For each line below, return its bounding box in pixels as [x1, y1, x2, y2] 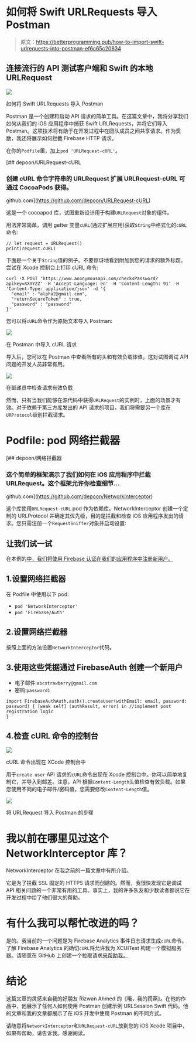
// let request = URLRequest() [6, 241, 82, 247]
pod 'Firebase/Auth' [14, 609, 65, 615]
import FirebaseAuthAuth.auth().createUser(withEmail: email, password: [6, 698, 187, 704]
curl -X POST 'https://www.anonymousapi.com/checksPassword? [6, 276, 159, 282]
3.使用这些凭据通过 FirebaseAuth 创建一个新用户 [6, 663, 183, 673]
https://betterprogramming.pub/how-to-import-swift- [36, 38, 164, 45]
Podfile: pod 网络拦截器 [6, 434, 121, 447]
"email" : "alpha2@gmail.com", [11, 291, 88, 297]
